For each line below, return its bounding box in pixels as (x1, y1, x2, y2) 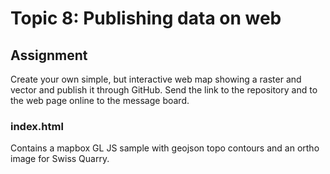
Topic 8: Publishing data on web (10, 7, 282, 30)
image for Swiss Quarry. (10, 153, 110, 165)
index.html (10, 119, 64, 133)
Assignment (10, 47, 88, 64)
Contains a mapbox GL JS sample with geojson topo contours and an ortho (10, 142, 320, 154)
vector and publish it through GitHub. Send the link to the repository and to (10, 84, 318, 96)
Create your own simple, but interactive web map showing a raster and (10, 73, 302, 85)
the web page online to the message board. (10, 95, 190, 106)
